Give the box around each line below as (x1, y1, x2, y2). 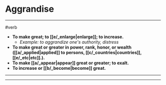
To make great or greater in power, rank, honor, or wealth (12, 44, 132, 50)
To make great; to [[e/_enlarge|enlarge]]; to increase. (12, 33, 124, 40)
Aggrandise (5, 3, 54, 15)
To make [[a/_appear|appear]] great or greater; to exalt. (12, 60, 129, 66)
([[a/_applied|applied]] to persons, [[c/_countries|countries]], (12, 49, 142, 55)
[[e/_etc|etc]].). (12, 55, 45, 60)
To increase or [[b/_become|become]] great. (12, 65, 106, 71)
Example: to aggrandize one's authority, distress (19, 39, 119, 45)
